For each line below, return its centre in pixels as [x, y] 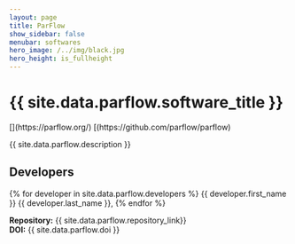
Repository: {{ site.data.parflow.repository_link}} [98, 220]
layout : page [33, 17]
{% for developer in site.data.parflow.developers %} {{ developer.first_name [148, 193]
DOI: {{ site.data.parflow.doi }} [65, 229]
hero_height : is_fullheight [61, 59]
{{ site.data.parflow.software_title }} [146, 102]
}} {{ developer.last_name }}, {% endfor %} [88, 203]
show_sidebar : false [47, 34]
